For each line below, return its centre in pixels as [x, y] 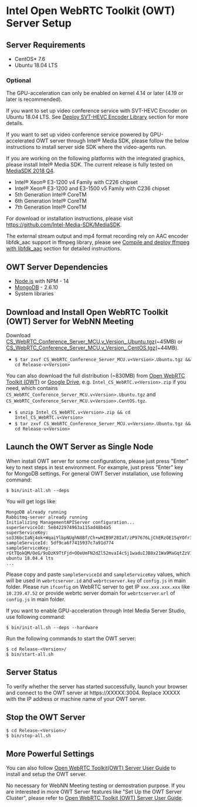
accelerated [21, 141]
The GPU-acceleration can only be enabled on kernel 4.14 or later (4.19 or [95, 93]
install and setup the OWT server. [46, 774]
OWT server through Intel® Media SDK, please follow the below [113, 141]
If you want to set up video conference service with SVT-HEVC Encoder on [97, 111]
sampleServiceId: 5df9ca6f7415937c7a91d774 [60, 543]
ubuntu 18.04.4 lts [30, 558]
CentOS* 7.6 [30, 59]
